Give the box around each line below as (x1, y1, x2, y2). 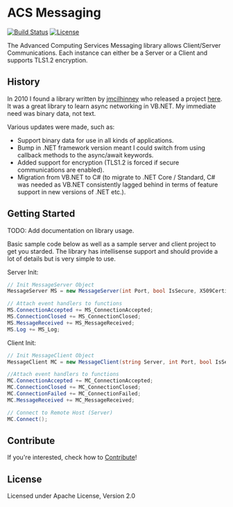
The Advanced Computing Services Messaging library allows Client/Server (7, 41, 221, 49)
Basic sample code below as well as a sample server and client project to (7, 239, 216, 248)
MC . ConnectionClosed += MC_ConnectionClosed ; (7, 384, 141, 391)
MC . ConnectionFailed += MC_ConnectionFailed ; (7, 390, 141, 397)
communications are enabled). (17, 165, 105, 174)
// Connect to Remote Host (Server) (7, 409, 113, 416)
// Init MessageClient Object (7, 352, 95, 359)
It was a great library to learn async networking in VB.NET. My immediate (7, 102, 216, 110)
